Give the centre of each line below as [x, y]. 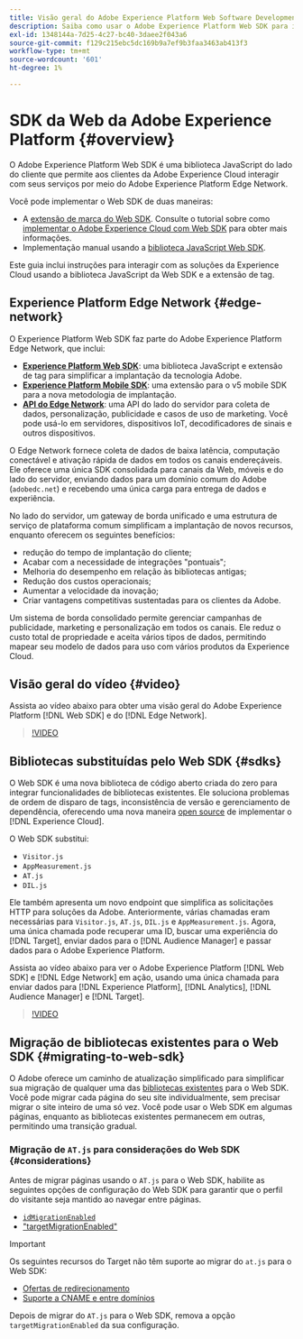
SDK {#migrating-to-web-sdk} [97, 1056]
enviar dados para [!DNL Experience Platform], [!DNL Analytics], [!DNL [141, 987]
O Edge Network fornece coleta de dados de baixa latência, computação [145, 450]
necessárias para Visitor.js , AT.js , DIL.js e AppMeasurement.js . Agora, [143, 922]
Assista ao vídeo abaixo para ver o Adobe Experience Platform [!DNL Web [147, 968]
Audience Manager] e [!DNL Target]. [77, 996]
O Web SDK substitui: [49, 839]
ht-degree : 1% [36, 69]
